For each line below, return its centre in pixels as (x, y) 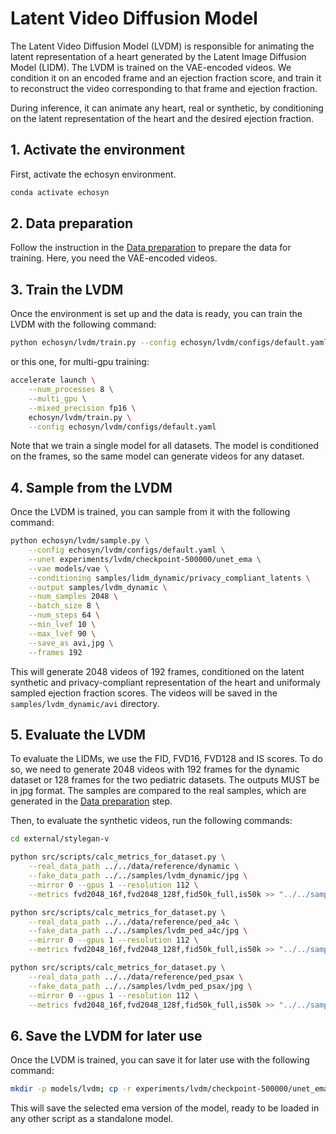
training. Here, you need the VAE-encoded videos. (114, 258)
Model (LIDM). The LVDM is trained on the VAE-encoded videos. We (151, 67)
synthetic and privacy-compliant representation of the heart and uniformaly (165, 682)
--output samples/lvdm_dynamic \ (98, 587)
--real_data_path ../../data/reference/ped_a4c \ (134, 922)
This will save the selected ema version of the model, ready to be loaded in (165, 1108)
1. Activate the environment (98, 150)
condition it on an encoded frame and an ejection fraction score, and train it (166, 78)
